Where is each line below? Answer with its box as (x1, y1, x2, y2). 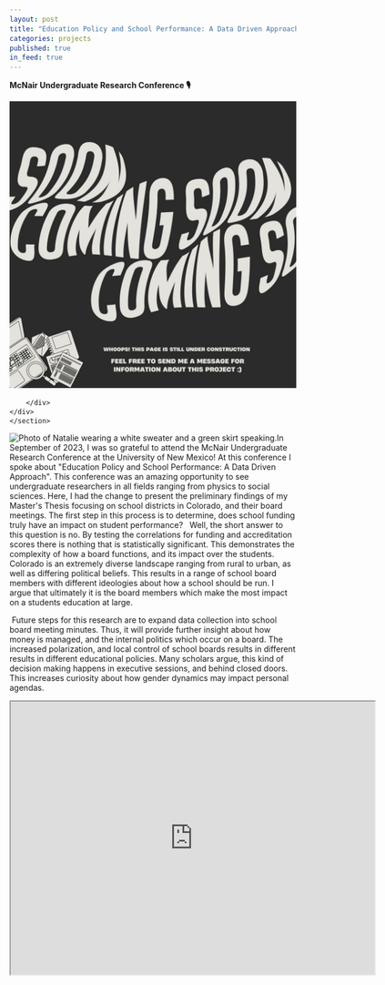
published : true (9, 44, 71, 53)
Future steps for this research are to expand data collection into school (11, 614, 278, 625)
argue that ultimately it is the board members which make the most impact (9, 587, 289, 598)
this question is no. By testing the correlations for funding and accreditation (9, 529, 293, 541)
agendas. (9, 683, 45, 694)
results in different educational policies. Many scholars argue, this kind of (9, 654, 285, 665)
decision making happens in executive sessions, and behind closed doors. (9, 663, 289, 674)
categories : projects (9, 34, 92, 43)
